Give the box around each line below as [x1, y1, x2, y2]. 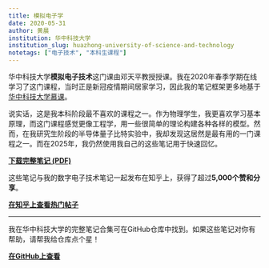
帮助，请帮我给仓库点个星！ [8, 234, 100, 244]
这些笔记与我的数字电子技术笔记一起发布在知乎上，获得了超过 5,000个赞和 [8, 173, 254, 182]
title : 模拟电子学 [8, 11, 64, 20]
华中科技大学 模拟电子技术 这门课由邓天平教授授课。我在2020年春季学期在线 [8, 72, 258, 81]
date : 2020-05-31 [8, 19, 66, 27]
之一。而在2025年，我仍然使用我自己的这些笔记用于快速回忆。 [14, 139, 223, 148]
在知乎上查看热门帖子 [8, 200, 78, 209]
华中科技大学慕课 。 [8, 92, 72, 101]
